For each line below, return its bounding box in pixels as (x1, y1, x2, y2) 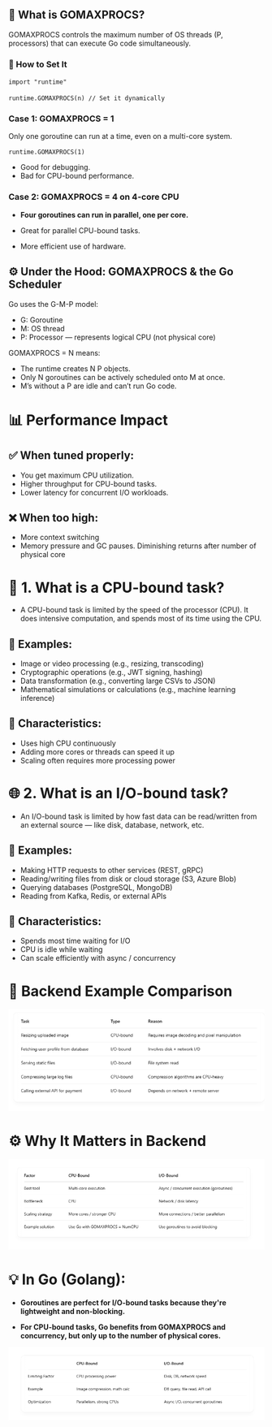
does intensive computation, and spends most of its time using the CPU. (19, 614, 262, 624)
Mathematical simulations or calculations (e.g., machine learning (19, 685, 236, 694)
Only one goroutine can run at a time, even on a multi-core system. (8, 132, 233, 141)
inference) (19, 694, 55, 703)
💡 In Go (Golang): (8, 1270, 126, 1289)
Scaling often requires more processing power (19, 755, 176, 765)
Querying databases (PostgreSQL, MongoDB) (19, 882, 173, 892)
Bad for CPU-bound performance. (19, 171, 135, 181)
